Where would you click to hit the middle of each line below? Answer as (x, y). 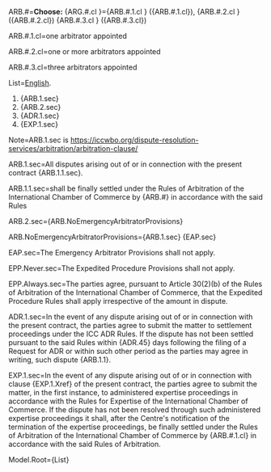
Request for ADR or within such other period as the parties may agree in (128, 351)
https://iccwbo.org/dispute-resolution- (134, 140)
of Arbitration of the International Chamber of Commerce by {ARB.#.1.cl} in (133, 435)
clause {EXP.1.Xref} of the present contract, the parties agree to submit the (133, 384)
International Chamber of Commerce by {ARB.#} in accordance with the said (135, 197)
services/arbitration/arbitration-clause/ (73, 148)
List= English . (30, 83)
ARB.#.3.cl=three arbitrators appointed (73, 67)
